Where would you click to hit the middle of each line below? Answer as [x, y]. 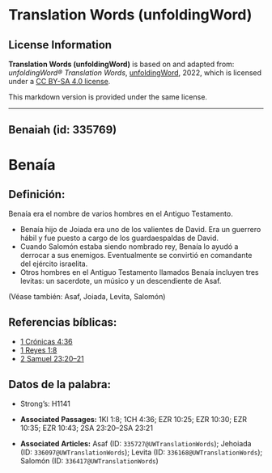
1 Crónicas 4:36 [46, 342]
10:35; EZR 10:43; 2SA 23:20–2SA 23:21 [87, 428]
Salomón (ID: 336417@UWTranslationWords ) [89, 461]
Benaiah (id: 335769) [63, 130]
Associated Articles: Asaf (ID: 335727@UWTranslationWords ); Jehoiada [136, 444]
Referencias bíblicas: [63, 322]
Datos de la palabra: [60, 384]
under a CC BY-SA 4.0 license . [59, 81]
